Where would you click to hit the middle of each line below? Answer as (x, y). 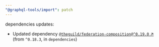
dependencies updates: (30, 24)
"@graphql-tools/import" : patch (39, 10)
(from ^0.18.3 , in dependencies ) (45, 39)
